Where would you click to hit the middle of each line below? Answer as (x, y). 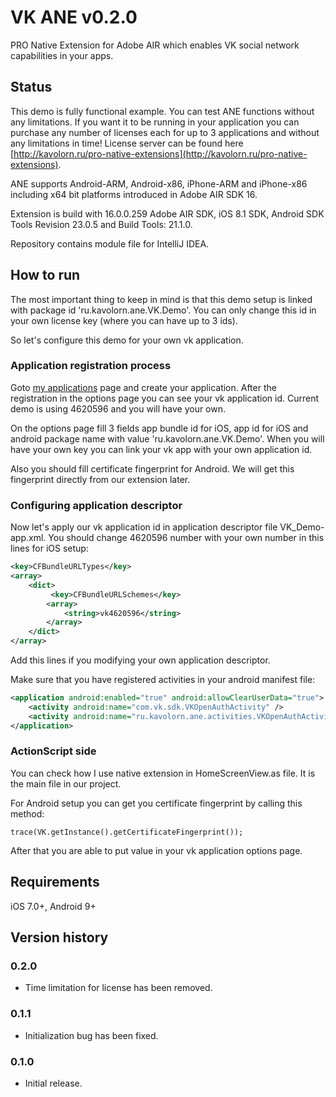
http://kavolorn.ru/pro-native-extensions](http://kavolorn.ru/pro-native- (160, 153)
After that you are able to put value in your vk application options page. (156, 850)
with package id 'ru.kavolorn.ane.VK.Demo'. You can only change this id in (163, 310)
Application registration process (91, 366)
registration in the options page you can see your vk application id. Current (165, 398)
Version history (59, 937)
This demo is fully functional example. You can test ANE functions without (162, 111)
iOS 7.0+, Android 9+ (53, 906)
